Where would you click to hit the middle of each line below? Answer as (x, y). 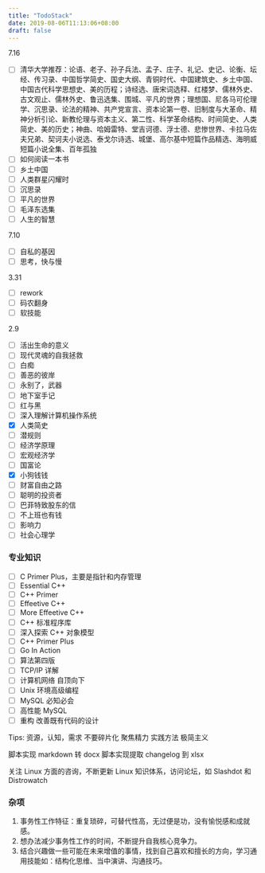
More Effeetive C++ (52, 612)
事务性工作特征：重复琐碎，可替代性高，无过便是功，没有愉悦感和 (128, 821)
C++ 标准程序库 (45, 623)
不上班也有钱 (41, 515)
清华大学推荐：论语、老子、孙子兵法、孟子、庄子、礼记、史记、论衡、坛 (138, 69)
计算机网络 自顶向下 (52, 680)
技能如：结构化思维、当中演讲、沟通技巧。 (97, 861)
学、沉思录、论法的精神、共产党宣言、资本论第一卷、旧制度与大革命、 (135, 109)
